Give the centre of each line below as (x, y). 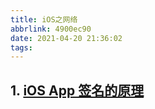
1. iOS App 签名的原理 (77, 90)
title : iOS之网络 (44, 19)
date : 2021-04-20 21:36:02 (66, 38)
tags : (21, 47)
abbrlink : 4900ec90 (51, 29)
